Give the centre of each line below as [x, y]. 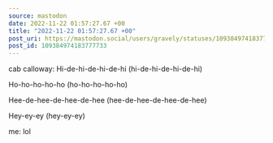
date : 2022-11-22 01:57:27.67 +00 [67, 23]
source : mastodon [38, 16]
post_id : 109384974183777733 [58, 46]
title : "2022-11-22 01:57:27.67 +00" [72, 31]
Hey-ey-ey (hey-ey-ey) [47, 116]
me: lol [19, 132]
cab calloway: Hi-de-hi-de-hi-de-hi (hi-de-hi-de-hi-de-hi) [106, 69]
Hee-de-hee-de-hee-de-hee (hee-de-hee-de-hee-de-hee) [108, 100]
